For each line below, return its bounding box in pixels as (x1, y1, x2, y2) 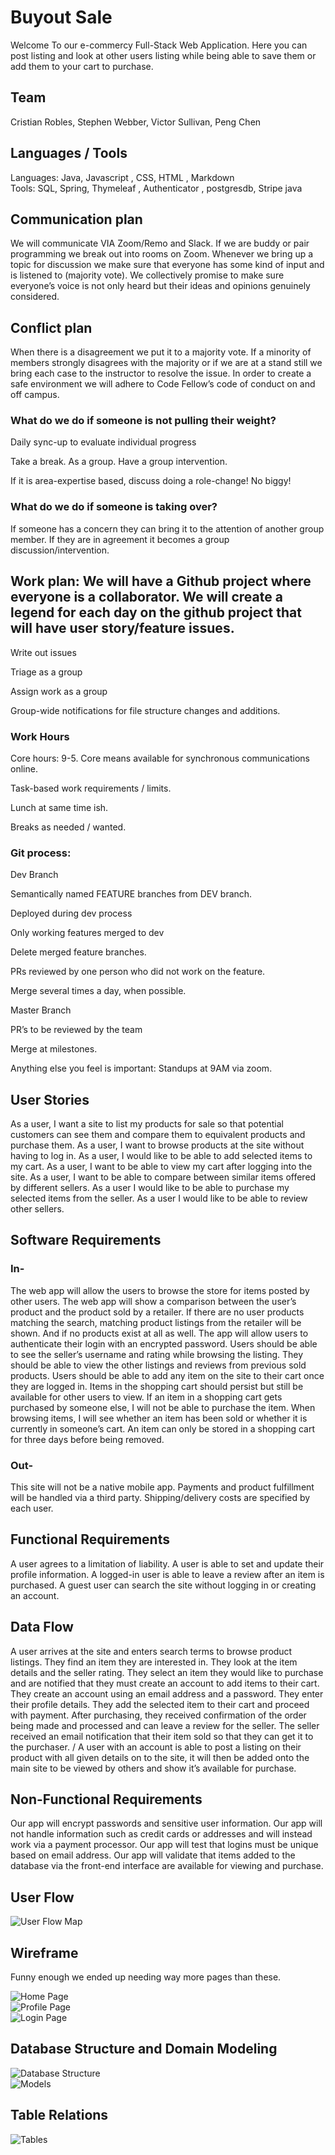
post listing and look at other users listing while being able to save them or (10, 49, 317, 61)
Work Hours (10, 729, 70, 743)
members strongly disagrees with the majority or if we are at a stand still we (10, 357, 323, 369)
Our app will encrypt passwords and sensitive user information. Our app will (10, 1817, 323, 1830)
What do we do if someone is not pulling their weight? (10, 414, 277, 428)
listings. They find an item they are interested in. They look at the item (10, 1656, 298, 1668)
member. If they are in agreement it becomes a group (10, 533, 230, 545)
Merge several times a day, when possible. (10, 985, 187, 997)
